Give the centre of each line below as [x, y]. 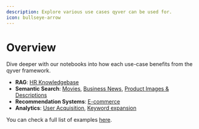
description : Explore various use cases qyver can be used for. [89, 12]
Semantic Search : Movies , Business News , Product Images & [92, 89]
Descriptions [31, 95]
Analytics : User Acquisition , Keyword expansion [76, 108]
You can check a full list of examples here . [59, 120]
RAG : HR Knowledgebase [47, 82]
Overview [31, 48]
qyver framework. [29, 71]
